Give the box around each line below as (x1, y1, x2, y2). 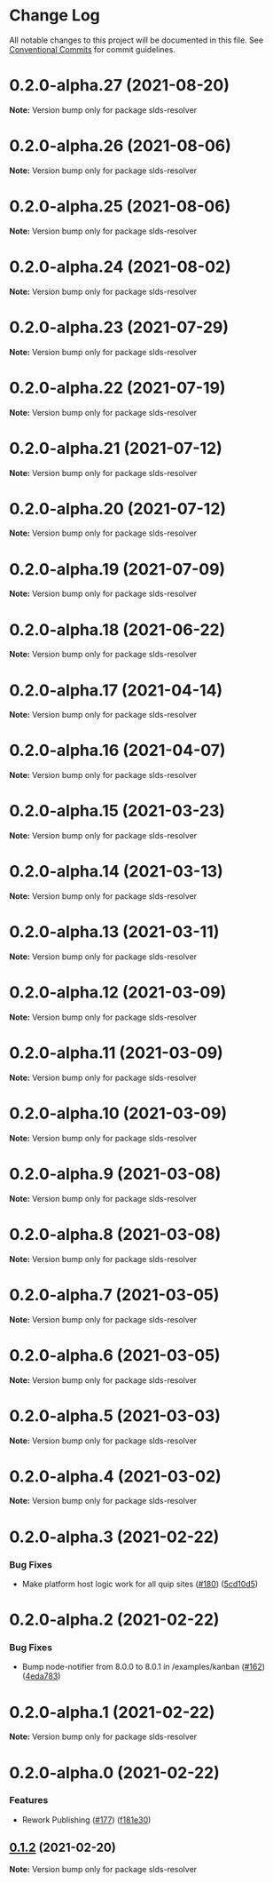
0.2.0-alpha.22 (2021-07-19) (9, 377, 226, 398)
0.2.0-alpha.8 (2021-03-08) (9, 1224, 222, 1244)
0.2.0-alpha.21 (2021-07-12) (9, 438, 223, 458)
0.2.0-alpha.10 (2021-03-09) (9, 1103, 228, 1124)
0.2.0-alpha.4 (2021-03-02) (9, 1466, 222, 1486)
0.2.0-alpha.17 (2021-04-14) (9, 680, 223, 700)
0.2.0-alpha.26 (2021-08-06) (9, 136, 232, 156)
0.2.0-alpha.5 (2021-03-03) (9, 1405, 222, 1426)
